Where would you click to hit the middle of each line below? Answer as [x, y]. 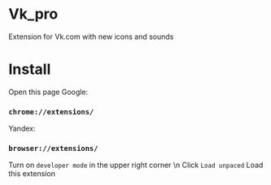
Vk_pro [33, 14]
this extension [32, 174]
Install [30, 69]
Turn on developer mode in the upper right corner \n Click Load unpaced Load [136, 165]
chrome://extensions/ [51, 112]
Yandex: [22, 129]
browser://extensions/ [53, 148]
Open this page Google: [48, 92]
